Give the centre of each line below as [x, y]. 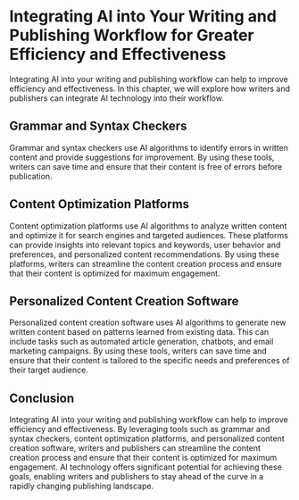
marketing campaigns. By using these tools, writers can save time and [138, 351]
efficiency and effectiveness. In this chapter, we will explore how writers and [150, 88]
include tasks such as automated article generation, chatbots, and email [141, 342]
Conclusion [42, 398]
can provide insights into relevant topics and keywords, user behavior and [145, 245]
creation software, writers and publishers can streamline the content [135, 448]
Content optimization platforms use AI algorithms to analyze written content [148, 226]
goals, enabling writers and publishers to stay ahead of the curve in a [137, 477]
